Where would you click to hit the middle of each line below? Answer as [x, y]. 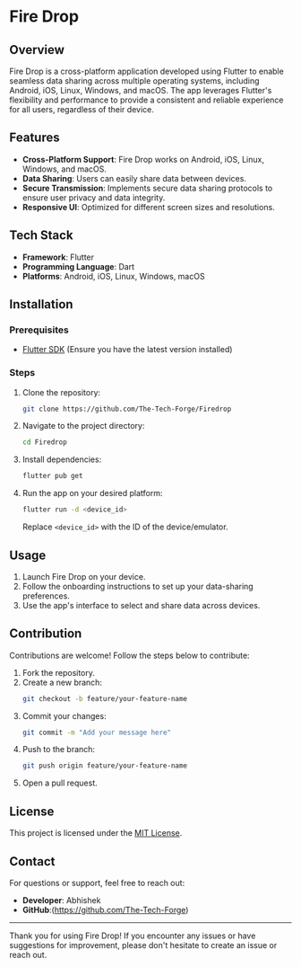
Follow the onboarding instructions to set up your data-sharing [138, 586]
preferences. [46, 596]
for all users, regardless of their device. [82, 109]
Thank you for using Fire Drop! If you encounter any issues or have [133, 936]
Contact [32, 861]
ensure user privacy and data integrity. [94, 197]
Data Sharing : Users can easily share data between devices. [134, 178]
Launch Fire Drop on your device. [84, 576]
